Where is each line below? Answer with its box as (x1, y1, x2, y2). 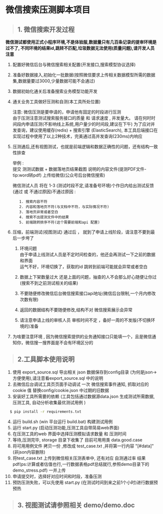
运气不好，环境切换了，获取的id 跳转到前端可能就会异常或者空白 (19, 264, 148, 269)
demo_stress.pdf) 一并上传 (12, 467, 66, 473)
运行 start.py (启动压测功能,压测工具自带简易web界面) (12, 425, 120, 430)
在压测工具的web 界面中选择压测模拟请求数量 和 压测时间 (12, 431, 127, 437)
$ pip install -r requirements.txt (10, 409, 82, 414)
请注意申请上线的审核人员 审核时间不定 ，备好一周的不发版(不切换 (19, 317, 151, 323)
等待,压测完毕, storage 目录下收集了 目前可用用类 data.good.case (12, 437, 143, 443)
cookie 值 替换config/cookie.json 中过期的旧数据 (12, 387, 109, 393)
